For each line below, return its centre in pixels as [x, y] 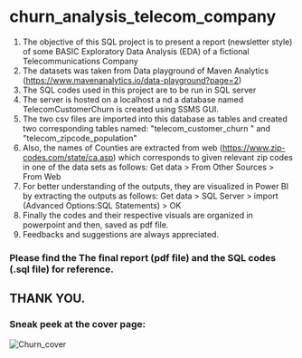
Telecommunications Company [80, 61]
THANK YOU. [47, 299]
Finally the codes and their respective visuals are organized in [137, 215]
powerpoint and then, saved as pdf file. [95, 225]
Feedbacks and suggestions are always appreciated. [121, 234]
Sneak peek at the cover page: [78, 324]
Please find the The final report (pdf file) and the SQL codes [143, 257]
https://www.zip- [254, 148]
